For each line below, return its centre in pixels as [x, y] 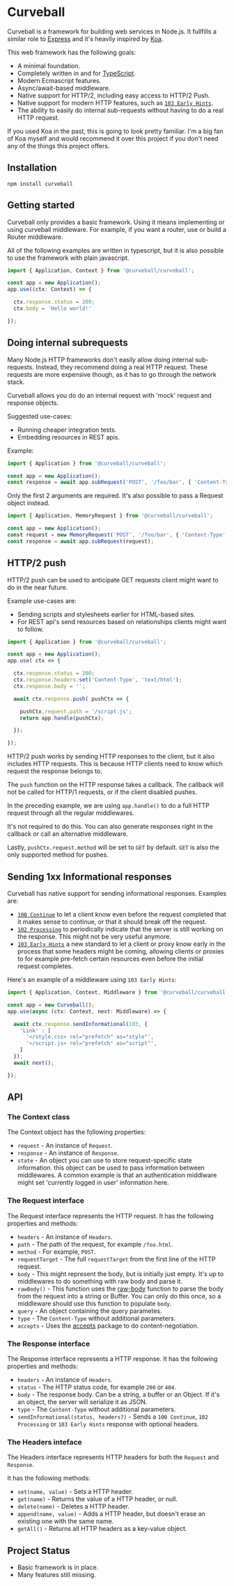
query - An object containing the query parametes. [89, 1311]
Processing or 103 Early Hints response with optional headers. [108, 1424]
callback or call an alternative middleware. [68, 834]
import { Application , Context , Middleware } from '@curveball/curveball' [118, 993]
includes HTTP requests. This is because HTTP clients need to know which [115, 764]
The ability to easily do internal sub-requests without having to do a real [120, 110]
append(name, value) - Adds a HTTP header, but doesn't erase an [111, 1514]
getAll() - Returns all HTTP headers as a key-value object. [102, 1529]
